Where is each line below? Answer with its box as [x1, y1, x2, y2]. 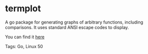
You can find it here [5, 34, 45, 40]
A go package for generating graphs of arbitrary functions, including [5, 19, 144, 25]
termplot [5, 3, 41, 14]
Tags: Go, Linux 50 [5, 43, 43, 49]
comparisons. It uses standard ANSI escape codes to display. [5, 24, 129, 30]
